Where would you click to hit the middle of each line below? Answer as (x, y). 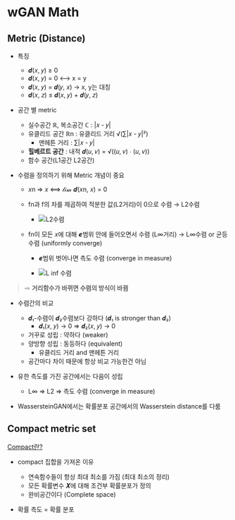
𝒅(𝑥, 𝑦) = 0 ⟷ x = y (57, 78)
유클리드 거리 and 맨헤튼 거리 (79, 352)
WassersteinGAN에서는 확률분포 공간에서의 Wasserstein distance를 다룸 (119, 406)
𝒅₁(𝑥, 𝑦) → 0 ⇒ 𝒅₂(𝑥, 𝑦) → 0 (77, 326)
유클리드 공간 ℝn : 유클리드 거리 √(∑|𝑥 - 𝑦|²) (88, 134)
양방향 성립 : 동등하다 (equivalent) (75, 344)
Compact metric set (52, 429)
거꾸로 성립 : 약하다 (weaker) (68, 335)
